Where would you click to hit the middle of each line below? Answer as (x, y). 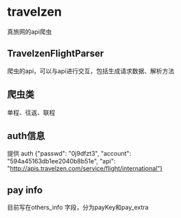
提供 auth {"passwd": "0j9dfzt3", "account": (69, 154)
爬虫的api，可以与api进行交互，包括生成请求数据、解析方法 (91, 71)
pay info (25, 190)
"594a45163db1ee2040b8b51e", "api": (61, 161)
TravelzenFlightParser (56, 54)
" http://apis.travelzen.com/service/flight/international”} (85, 169)
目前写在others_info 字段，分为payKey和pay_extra (78, 207)
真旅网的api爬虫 (29, 31)
